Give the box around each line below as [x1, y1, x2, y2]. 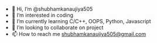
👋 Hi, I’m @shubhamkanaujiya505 [11, 6, 93, 12]
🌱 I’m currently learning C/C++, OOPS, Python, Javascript [11, 18, 151, 24]
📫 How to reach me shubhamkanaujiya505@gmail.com [11, 31, 146, 37]
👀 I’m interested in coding [11, 12, 74, 19]
